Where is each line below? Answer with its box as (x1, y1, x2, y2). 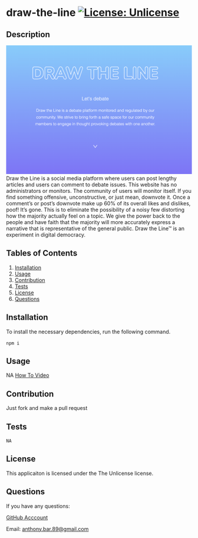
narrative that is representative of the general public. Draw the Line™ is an (6, 225, 184, 232)
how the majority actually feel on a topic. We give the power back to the (6, 212, 181, 219)
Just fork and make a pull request (6, 405, 88, 412)
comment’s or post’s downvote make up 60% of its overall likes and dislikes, (6, 199, 191, 206)
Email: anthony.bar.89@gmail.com (6, 525, 89, 532)
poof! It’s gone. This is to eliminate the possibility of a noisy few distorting (6, 206, 184, 213)
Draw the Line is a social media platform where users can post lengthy (6, 175, 177, 182)
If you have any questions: (6, 502, 70, 510)
